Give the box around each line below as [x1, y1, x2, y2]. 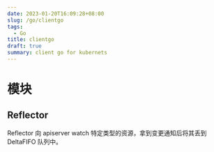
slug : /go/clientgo [7, 17, 64, 24]
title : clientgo [7, 36, 54, 43]
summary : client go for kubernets [7, 50, 108, 56]
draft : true [7, 43, 42, 50]
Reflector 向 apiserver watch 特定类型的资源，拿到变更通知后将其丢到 [7, 128, 207, 137]
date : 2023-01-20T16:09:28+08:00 [7, 10, 105, 17]
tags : [7, 23, 23, 30]
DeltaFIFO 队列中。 [7, 137, 63, 146]
